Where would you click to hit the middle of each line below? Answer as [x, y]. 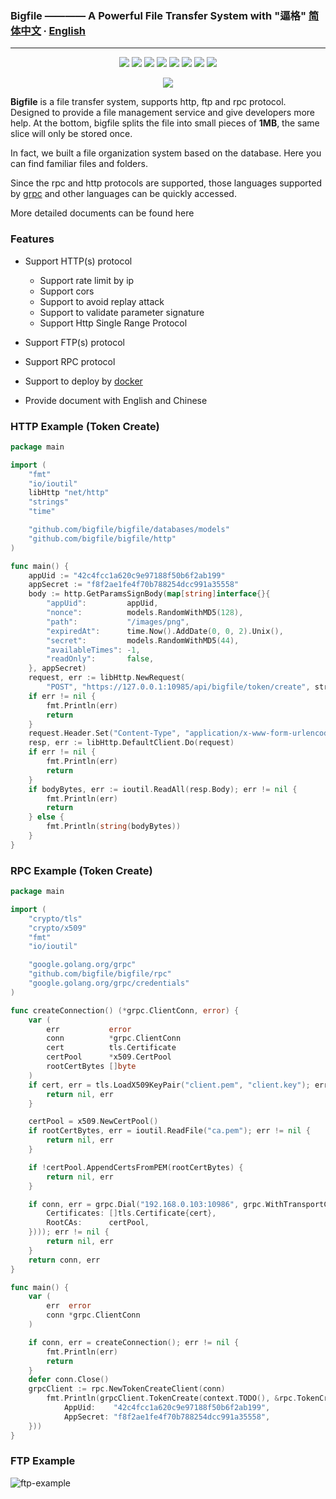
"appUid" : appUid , [102, 603]
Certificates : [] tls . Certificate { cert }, [131, 1213]
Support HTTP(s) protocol [78, 261]
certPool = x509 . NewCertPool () [93, 1122]
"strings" [49, 502]
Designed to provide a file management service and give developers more [162, 113]
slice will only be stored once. [71, 134]
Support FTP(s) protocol [75, 342]
